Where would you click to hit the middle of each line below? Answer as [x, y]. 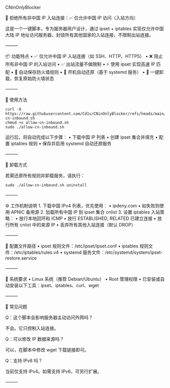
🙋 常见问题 [16, 306]
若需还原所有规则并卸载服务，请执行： [45, 175]
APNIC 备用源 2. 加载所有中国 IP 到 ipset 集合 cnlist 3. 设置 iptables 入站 [86, 212]
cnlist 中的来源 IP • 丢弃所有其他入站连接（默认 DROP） [77, 225]
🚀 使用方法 [16, 100]
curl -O [13, 109]
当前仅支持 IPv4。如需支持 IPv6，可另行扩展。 [54, 371]
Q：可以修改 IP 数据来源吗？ [35, 339]
